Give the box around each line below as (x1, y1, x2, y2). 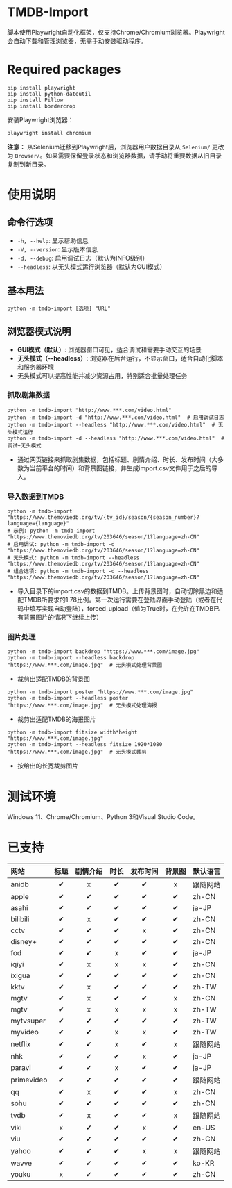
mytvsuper (10, 1016, 46, 1025)
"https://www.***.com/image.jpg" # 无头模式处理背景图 (7, 661, 163, 669)
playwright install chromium (7, 129, 91, 136)
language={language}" (7, 520, 70, 527)
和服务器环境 (17, 363, 54, 371)
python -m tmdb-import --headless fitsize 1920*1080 (7, 741, 163, 748)
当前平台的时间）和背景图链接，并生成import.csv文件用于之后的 (29, 463, 212, 472)
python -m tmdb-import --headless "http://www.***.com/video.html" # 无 (7, 421, 224, 428)
